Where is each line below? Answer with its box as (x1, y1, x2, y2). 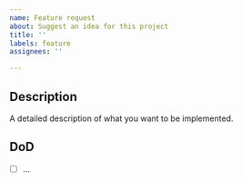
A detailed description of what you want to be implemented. (9, 113, 234, 124)
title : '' (9, 30, 47, 39)
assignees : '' (9, 47, 64, 56)
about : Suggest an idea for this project (9, 22, 169, 31)
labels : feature (9, 38, 71, 48)
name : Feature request (9, 13, 96, 23)
